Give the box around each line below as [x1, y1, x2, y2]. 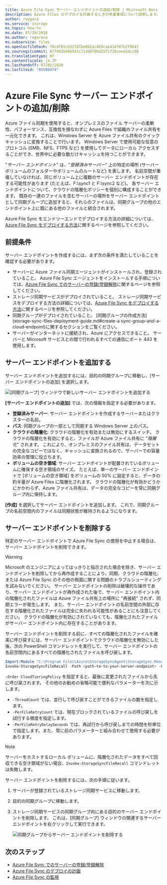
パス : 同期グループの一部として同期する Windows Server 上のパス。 [12, 423, 151, 429]
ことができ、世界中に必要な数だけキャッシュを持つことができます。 [9, 151, 148, 157]
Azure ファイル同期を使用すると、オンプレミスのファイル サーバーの [5, 120, 146, 126]
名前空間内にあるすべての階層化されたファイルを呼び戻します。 [5, 649, 135, 655]
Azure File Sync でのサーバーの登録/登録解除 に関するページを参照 [25, 281, 161, 287]
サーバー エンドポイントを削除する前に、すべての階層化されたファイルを [5, 631, 154, 637]
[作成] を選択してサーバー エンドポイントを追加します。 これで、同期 [5, 501, 147, 507]
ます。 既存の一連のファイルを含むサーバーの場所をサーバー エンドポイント [5, 192, 160, 199]
